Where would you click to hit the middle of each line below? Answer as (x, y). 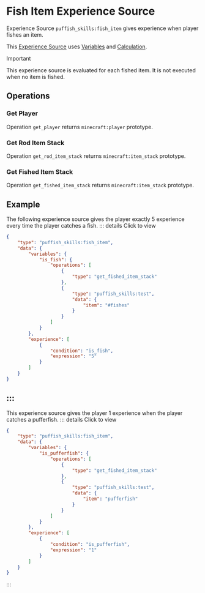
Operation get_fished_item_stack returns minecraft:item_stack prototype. (100, 185)
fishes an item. (25, 34)
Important (19, 58)
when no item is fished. (36, 76)
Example (23, 204)
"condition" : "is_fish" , (82, 351)
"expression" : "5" (73, 356)
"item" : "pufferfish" (110, 499)
